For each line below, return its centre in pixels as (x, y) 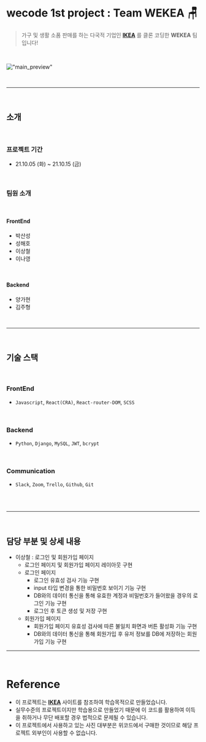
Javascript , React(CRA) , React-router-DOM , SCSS (75, 402)
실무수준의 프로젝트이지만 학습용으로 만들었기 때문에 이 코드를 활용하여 (100, 710)
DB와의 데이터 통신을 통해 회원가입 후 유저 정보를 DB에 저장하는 (109, 634)
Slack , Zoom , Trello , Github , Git (54, 484)
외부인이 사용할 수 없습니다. (64, 733)
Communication (31, 471)
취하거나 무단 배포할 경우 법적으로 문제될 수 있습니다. (85, 717)
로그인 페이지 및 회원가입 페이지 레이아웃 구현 (78, 565)
